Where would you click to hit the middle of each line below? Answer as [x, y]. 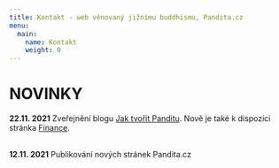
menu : [19, 26]
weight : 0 [43, 50]
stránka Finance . [40, 128]
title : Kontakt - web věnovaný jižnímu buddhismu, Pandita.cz [126, 17]
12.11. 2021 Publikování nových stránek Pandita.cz [101, 155]
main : [27, 34]
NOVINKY [46, 94]
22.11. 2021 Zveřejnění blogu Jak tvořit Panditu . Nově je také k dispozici [140, 118]
